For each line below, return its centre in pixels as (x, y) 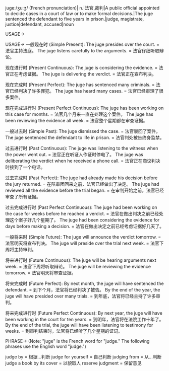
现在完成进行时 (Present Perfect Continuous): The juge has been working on (84, 108)
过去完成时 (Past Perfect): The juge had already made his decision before (81, 178)
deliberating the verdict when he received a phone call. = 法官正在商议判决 (83, 161)
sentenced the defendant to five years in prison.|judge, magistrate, (75, 19)
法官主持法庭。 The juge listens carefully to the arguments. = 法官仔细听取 (82, 51)
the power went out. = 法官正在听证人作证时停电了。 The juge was (74, 155)
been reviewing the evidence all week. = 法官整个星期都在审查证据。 (76, 121)
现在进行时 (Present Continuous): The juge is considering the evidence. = (81, 68)
